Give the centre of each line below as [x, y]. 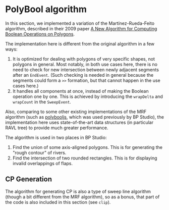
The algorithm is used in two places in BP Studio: [56, 137]
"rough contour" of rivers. [39, 152]
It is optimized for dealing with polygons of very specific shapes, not [84, 59]
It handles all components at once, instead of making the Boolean [80, 91]
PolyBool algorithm [46, 9]
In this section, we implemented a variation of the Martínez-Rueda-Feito [80, 23]
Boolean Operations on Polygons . [40, 34]
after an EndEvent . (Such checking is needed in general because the [83, 75]
